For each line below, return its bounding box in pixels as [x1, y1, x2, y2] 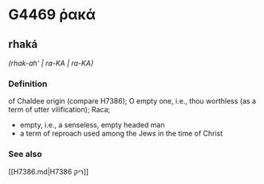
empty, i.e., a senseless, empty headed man [19, 120, 165, 130]
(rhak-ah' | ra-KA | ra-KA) [8, 58, 94, 68]
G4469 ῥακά [8, 6, 96, 24]
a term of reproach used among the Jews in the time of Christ [19, 129, 223, 139]
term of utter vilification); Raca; [8, 105, 111, 115]
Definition [8, 78, 48, 89]
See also [8, 149, 42, 160]
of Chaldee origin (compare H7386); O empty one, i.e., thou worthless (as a [8, 96, 257, 106]
